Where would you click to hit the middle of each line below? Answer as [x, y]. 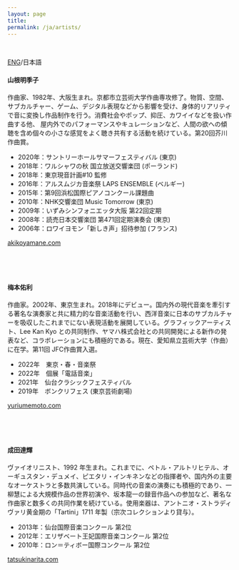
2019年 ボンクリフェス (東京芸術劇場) [75, 391]
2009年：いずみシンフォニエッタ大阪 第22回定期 [90, 210]
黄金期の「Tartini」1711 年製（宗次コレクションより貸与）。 [112, 512]
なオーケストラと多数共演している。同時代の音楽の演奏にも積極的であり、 [117, 485]
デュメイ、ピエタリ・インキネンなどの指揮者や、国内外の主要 [142, 476]
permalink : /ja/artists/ [44, 27]
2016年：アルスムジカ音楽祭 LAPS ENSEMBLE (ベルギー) [101, 183]
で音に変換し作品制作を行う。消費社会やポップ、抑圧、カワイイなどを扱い [117, 115]
